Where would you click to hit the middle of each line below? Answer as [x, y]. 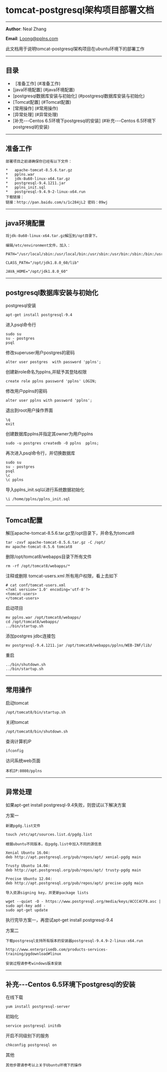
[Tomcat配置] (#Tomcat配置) [42, 102]
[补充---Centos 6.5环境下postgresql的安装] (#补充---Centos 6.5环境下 [84, 121]
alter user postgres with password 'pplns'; [53, 362]
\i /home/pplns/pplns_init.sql [38, 499]
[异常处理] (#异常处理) [35, 114]
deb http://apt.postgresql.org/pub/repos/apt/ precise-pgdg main [74, 883]
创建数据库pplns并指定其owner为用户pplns [49, 434]
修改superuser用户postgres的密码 [40, 353]
